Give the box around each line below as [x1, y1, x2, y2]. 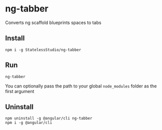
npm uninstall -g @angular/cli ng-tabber [5, 116, 93, 121]
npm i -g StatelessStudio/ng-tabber [5, 47, 81, 52]
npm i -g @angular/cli [5, 120, 52, 125]
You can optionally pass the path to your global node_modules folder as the [5, 83, 157, 89]
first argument [5, 88, 34, 94]
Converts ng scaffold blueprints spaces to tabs [5, 19, 102, 25]
